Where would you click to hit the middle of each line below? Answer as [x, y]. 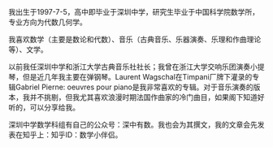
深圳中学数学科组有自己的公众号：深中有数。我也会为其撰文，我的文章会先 [133, 125]
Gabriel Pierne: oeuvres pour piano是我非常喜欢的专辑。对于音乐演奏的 [134, 87]
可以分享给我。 [54, 107]
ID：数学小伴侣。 [93, 135]
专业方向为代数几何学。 [48, 22]
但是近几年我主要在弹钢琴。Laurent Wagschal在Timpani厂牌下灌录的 [137, 77]
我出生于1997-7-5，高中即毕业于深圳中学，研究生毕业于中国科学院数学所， [134, 12]
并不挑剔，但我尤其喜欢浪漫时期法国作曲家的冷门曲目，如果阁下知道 [143, 97]
